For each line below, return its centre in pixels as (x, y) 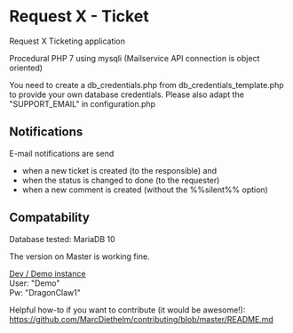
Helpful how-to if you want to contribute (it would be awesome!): (127, 310)
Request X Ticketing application (67, 41)
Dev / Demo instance (48, 273)
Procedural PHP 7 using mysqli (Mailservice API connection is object (135, 58)
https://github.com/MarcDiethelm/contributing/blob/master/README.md (141, 319)
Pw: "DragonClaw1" (45, 292)
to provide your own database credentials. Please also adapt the (127, 94)
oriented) (26, 68)
